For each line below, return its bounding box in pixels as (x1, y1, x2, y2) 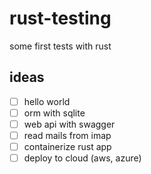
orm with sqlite (23, 107, 86, 119)
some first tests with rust (9, 40, 112, 52)
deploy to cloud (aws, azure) (23, 152, 142, 164)
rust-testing (9, 7, 112, 30)
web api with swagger (23, 118, 116, 130)
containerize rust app (23, 141, 112, 152)
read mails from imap (23, 129, 112, 141)
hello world (23, 95, 71, 107)
